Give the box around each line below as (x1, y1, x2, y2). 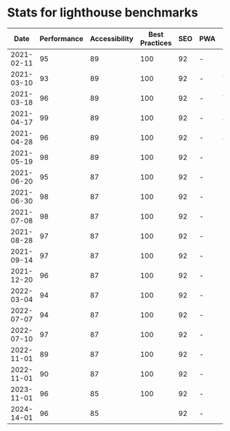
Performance (39, 34, 84, 43)
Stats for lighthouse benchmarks (7, 5, 199, 21)
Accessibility (90, 34, 133, 43)
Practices (140, 38, 172, 47)
